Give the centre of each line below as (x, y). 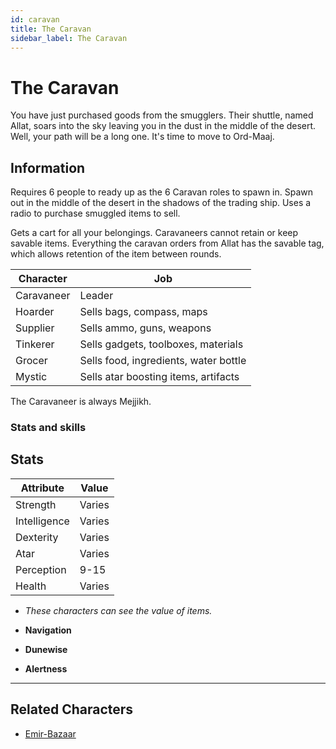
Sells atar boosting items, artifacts (159, 377)
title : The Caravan (51, 29)
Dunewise (46, 649)
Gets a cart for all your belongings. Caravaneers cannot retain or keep (154, 233)
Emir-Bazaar (50, 733)
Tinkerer (35, 344)
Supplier (35, 328)
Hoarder (35, 312)
